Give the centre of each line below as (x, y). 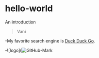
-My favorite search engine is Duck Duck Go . (50, 41)
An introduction (21, 22)
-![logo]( (13, 50)
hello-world (29, 9)
